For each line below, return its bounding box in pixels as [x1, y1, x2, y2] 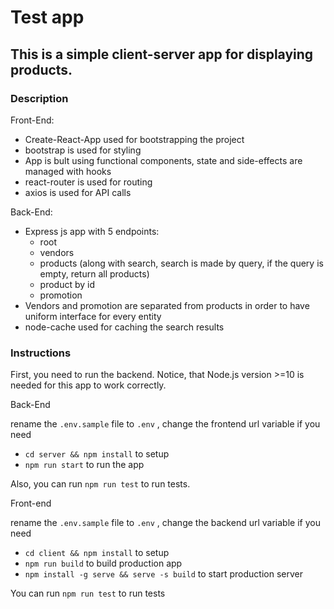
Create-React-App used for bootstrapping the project [24, 133, 245, 145]
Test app [10, 6, 85, 29]
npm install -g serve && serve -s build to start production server [24, 568, 303, 580]
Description [10, 91, 69, 105]
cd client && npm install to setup [24, 547, 170, 559]
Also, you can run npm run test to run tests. [10, 478, 191, 490]
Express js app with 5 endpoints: [24, 225, 160, 237]
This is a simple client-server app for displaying [10, 46, 314, 63]
